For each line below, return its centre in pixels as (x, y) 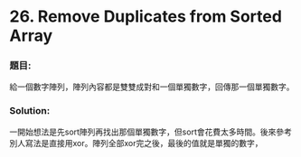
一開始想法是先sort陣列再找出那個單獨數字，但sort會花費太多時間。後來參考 (150, 132)
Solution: (30, 111)
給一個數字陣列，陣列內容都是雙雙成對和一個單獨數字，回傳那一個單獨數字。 (152, 87)
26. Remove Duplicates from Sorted (146, 17)
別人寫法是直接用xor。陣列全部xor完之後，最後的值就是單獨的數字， (136, 143)
